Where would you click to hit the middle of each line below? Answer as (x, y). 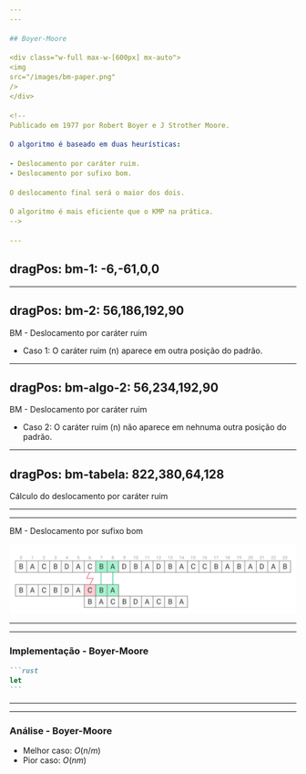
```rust (24, 671)
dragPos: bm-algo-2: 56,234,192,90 (114, 387)
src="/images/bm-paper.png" (63, 78)
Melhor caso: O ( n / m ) (62, 751)
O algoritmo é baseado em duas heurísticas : (95, 145)
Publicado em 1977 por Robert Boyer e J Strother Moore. (120, 125)
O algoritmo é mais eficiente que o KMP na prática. (112, 212)
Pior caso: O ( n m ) (54, 760)
